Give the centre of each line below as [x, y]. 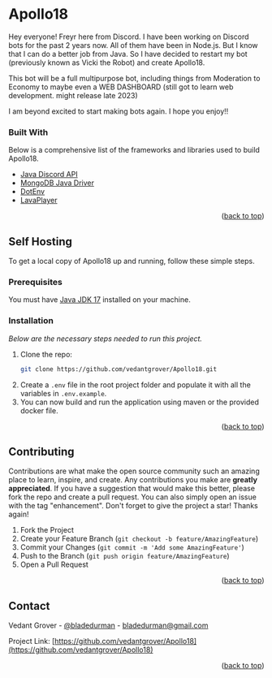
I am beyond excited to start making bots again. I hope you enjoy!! [119, 111]
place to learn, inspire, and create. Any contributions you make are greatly [133, 480]
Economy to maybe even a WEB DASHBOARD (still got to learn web [121, 87]
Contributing [41, 451]
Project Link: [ [32, 641]
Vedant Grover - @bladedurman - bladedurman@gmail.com [108, 625]
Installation [31, 321]
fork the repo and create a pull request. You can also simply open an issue [133, 497]
